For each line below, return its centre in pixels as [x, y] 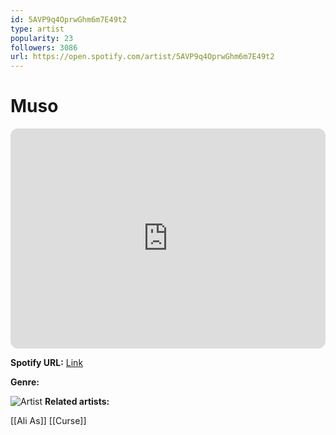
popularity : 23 [42, 38]
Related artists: [77, 402]
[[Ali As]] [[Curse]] [48, 421]
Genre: [25, 382]
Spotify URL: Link [47, 363]
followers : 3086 [44, 47]
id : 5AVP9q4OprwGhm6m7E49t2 [69, 19]
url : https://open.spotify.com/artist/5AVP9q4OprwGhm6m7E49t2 [142, 57]
